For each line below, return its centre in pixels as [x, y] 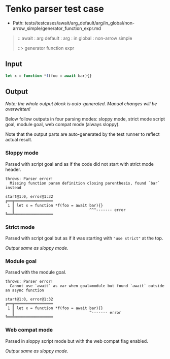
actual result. [19, 140]
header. [13, 169]
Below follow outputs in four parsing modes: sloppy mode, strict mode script [85, 119]
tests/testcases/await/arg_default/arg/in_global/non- [80, 23]
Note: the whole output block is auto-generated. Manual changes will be [81, 104]
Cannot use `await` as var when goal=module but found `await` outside [87, 286]
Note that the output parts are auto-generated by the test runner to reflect [82, 134]
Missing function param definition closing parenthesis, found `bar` [85, 183]
